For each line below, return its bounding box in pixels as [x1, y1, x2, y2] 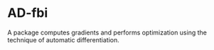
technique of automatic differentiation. [7, 35, 119, 44]
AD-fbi [7, 5, 48, 21]
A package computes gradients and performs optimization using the [7, 28, 208, 37]
